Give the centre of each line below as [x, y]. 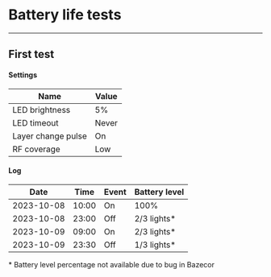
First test [31, 54]
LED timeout [35, 122]
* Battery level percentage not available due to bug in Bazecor [112, 264]
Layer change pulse [50, 136]
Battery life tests [65, 15]
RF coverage [36, 149]
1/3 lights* [155, 245]
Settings [23, 75]
